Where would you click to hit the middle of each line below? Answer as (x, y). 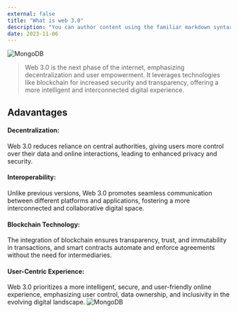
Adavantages (38, 112)
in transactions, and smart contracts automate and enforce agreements (111, 248)
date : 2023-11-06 (33, 34)
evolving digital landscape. (46, 302)
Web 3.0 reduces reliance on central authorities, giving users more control (116, 146)
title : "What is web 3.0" (45, 21)
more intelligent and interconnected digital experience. (104, 90)
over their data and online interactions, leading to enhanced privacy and (112, 154)
